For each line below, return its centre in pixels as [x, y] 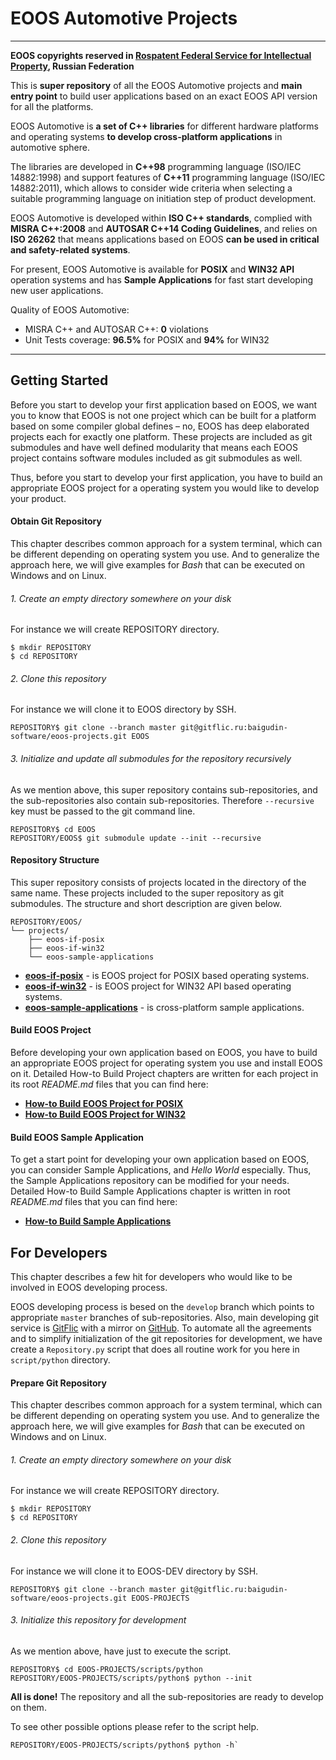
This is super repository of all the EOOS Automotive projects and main [156, 85]
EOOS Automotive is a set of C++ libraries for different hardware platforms [164, 126]
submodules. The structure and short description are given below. [146, 903]
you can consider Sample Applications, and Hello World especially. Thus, [161, 1170]
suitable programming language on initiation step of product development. [163, 198]
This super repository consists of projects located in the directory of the [158, 882]
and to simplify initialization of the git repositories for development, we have [166, 1338]
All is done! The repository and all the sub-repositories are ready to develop [167, 1696]
